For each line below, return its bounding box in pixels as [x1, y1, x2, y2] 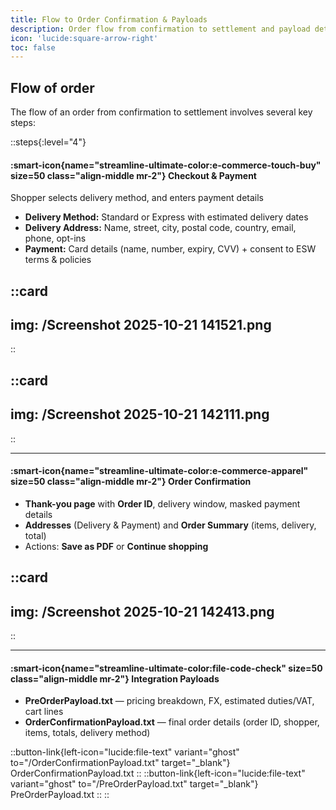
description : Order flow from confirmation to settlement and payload [10, 24, 311, 34]
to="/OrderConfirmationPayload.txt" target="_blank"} [10, 757, 231, 769]
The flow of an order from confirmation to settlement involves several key [10, 106, 313, 118]
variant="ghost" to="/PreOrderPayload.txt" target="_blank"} [10, 778, 259, 790]
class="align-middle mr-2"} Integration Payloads [10, 672, 220, 685]
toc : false [10, 42, 56, 53]
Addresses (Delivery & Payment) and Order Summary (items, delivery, [24, 519, 317, 531]
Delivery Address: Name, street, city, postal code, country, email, [24, 222, 297, 234]
